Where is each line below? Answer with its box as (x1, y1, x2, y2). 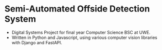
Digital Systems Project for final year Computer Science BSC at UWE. (11, 29, 151, 35)
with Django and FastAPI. (11, 39, 62, 45)
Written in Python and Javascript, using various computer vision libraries (11, 35, 158, 40)
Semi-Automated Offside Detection (4, 3, 150, 14)
